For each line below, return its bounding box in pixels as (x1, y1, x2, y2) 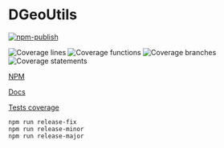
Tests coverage (8, 102, 60, 112)
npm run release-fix (8, 118, 78, 126)
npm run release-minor (8, 125, 84, 133)
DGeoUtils (8, 6, 78, 24)
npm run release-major (8, 132, 84, 140)
